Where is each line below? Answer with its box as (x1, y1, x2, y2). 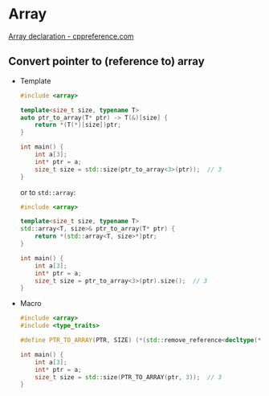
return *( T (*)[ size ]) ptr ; (35, 121, 122, 129)
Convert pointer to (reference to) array (8, 55, 205, 68)
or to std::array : (19, 187, 76, 197)
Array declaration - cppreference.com (8, 31, 134, 41)
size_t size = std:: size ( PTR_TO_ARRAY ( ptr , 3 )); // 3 (35, 373, 222, 382)
